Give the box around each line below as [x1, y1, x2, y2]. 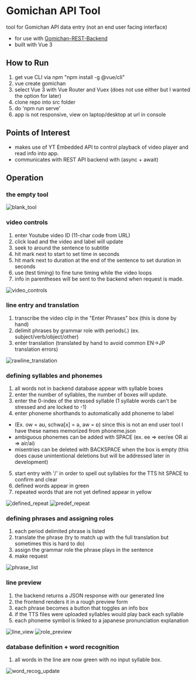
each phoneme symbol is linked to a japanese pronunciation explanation [14, 617, 189, 624]
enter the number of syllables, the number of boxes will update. [14, 391, 168, 398]
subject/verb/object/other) [14, 333, 79, 340]
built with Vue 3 [14, 41, 53, 48]
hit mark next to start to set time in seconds [14, 250, 120, 257]
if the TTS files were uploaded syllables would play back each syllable [14, 610, 184, 617]
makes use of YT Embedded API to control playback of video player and [14, 143, 188, 151]
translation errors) [14, 346, 59, 353]
